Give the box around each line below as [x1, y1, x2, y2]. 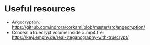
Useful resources [4, 3, 76, 14]
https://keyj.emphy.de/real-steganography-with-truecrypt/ [11, 34, 129, 40]
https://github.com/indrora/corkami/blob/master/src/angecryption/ [11, 24, 145, 30]
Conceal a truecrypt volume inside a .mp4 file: [11, 29, 104, 35]
